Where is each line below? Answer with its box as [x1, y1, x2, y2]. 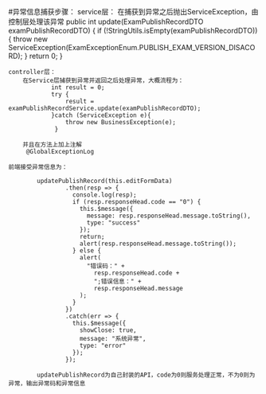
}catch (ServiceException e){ [50, 111, 151, 119]
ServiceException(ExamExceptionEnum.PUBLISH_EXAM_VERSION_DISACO [8, 43, 256, 52]
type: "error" [79, 341, 127, 349]
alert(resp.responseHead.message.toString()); [79, 240, 237, 248]
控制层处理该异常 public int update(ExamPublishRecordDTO [8, 17, 204, 26]
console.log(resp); [72, 191, 137, 199]
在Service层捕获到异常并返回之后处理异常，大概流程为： [22, 76, 185, 84]
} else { [72, 247, 102, 255]
